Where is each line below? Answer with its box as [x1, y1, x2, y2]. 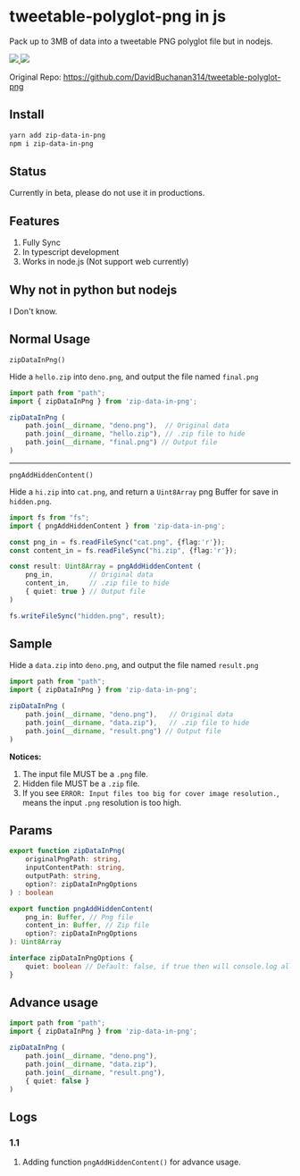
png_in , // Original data [25, 571, 154, 580]
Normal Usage [9, 332, 91, 347]
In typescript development [21, 247, 120, 258]
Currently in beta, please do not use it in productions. [9, 188, 205, 199]
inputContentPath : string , [25, 863, 126, 873]
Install [9, 107, 45, 123]
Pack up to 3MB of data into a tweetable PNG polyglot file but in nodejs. [9, 36, 273, 47]
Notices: [9, 751, 42, 762]
